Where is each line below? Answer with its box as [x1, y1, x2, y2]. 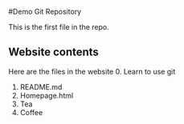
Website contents [8, 46, 99, 59]
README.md [19, 82, 63, 91]
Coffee [19, 107, 43, 117]
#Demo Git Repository [8, 7, 82, 16]
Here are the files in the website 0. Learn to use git [8, 66, 176, 76]
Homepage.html [19, 90, 74, 100]
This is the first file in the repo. [8, 22, 110, 31]
